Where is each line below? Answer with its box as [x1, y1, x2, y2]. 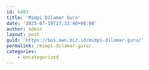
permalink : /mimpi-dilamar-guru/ [6, 43, 92, 49]
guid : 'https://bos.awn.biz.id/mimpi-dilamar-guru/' [6, 37, 144, 43]
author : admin [6, 26, 43, 32]
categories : [6, 49, 37, 55]
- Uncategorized [17, 54, 59, 60]
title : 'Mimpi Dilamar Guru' [6, 15, 81, 21]
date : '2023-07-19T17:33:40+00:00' [6, 20, 97, 26]
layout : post [6, 32, 40, 38]
